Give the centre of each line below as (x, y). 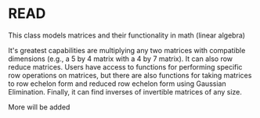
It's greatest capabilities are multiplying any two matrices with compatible (127, 50)
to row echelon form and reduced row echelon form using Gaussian (117, 84)
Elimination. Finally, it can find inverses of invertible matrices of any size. (125, 91)
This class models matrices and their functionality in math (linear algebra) (126, 35)
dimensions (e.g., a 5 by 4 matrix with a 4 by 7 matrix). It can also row (121, 59)
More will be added (39, 107)
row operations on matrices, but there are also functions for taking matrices (130, 75)
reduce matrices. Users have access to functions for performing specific (125, 66)
